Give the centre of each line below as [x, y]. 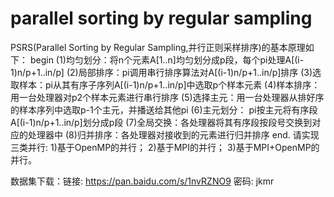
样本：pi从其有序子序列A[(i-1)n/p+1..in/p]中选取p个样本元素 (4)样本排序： [169, 84]
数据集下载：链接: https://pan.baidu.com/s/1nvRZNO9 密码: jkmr [142, 181]
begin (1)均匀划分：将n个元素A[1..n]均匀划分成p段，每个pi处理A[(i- [167, 59]
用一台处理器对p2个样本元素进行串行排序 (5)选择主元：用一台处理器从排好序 [167, 97]
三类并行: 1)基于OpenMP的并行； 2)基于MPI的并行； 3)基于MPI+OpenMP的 [165, 147]
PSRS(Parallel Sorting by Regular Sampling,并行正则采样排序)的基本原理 [158, 47]
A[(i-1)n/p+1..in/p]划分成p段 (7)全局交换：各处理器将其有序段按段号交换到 [161, 122]
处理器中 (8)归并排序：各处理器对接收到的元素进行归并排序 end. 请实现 [173, 134]
